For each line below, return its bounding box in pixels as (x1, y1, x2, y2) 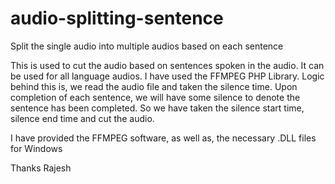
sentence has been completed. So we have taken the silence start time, (10, 102, 305, 114)
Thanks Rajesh (10, 162, 72, 174)
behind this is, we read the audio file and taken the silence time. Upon (10, 80, 298, 92)
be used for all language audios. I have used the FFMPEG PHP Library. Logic (10, 70, 325, 82)
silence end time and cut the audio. (10, 112, 155, 124)
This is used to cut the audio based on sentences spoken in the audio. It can (10, 59, 325, 71)
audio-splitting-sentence (10, 7, 224, 30)
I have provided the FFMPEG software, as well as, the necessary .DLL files (10, 132, 317, 144)
